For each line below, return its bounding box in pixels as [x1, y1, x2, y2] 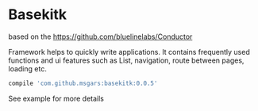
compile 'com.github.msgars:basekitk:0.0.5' [8, 79, 158, 87]
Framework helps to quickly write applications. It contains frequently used [8, 47, 250, 56]
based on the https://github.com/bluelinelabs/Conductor [8, 32, 193, 41]
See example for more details [8, 94, 105, 103]
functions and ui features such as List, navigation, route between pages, [8, 55, 245, 65]
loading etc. [8, 63, 48, 73]
